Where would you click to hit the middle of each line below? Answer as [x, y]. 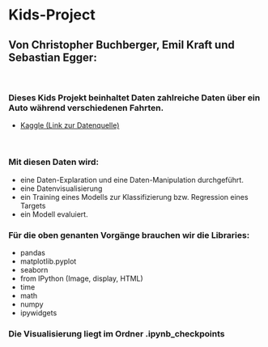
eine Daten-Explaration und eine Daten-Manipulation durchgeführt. [132, 180]
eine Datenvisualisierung [61, 188]
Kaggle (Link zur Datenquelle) [70, 125]
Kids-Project [52, 15]
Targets [33, 205]
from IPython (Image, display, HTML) [81, 278]
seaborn [34, 269]
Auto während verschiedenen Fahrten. [86, 108]
